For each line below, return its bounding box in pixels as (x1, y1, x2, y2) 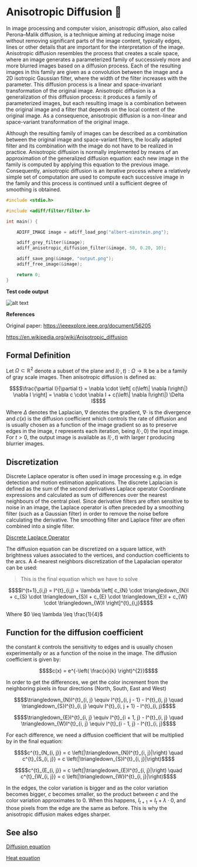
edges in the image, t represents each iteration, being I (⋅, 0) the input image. (6, 428, 189, 435)
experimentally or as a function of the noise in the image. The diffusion (6, 649, 177, 657)
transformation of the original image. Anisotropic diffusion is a (6, 87, 156, 94)
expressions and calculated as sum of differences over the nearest (6, 491, 167, 498)
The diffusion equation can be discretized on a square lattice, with (6, 545, 166, 552)
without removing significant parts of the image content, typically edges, (6, 37, 182, 44)
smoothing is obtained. (6, 186, 62, 193)
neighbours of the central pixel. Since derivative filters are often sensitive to (6, 498, 189, 505)
